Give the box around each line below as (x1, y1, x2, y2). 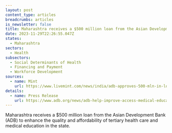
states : (5, 36, 22, 41)
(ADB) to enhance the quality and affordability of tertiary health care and (5, 117, 158, 123)
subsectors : (5, 55, 31, 60)
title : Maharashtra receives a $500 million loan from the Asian (5, 27, 147, 32)
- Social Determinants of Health (10, 60, 81, 65)
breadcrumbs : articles (5, 17, 54, 22)
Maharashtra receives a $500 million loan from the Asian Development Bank (5, 112, 166, 118)
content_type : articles (5, 12, 56, 17)
